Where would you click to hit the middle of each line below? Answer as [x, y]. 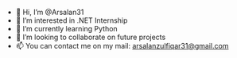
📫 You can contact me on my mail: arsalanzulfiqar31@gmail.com [122, 46]
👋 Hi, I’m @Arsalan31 [50, 12]
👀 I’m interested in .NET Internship [72, 20]
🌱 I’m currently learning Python [66, 29]
